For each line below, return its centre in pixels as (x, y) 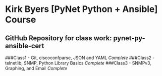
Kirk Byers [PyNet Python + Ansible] (81, 9)
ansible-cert (25, 46)
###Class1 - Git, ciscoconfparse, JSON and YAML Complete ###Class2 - (80, 58)
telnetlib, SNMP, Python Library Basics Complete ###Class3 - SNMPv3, (78, 63)
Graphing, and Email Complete (36, 68)
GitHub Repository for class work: (59, 38)
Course (21, 20)
